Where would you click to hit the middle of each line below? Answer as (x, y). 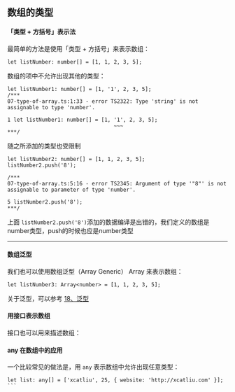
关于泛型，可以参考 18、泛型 (48, 298)
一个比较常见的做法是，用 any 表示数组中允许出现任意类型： (93, 367)
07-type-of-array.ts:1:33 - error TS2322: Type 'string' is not (103, 101)
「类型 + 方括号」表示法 (42, 31)
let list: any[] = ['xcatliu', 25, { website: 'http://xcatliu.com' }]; (115, 380)
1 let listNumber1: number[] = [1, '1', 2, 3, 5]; (83, 120)
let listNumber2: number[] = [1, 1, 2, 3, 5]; (76, 159)
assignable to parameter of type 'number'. (72, 190)
